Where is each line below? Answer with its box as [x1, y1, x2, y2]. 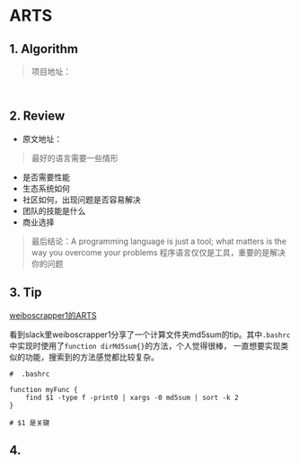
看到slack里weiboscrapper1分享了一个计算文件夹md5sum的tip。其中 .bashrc [9, 329, 291, 340]
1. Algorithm [9, 41, 79, 57]
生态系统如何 [22, 183, 70, 193]
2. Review [9, 109, 66, 124]
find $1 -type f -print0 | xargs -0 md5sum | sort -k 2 [25, 393, 240, 402]
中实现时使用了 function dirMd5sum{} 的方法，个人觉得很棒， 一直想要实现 [9, 340, 281, 351]
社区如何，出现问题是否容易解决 [22, 194, 141, 205]
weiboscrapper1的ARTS [9, 309, 97, 320]
